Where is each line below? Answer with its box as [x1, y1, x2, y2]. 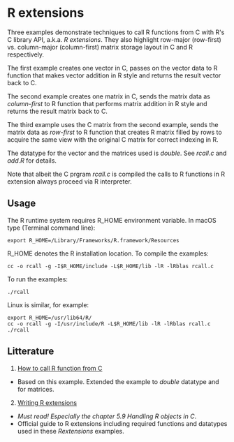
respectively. [7, 50, 44, 59]
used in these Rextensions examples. [17, 427, 124, 435]
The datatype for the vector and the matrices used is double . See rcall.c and [7, 149, 227, 157]
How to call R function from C [17, 364, 103, 372]
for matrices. [17, 385, 54, 393]
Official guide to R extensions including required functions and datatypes [17, 419, 228, 427]
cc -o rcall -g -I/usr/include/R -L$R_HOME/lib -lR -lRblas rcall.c [7, 320, 211, 327]
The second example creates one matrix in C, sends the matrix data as [7, 92, 211, 101]
